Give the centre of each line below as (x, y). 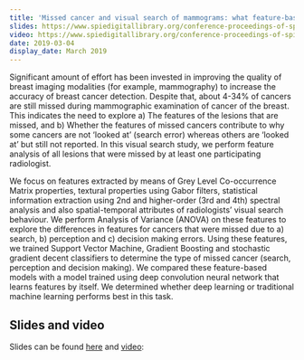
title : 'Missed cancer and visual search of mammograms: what (129, 18)
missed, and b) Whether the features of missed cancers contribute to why (147, 125)
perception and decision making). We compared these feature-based (138, 268)
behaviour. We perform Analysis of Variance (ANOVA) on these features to (148, 220)
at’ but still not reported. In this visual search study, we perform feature (142, 145)
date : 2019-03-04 (42, 43)
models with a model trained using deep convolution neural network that (144, 278)
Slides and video (57, 325)
